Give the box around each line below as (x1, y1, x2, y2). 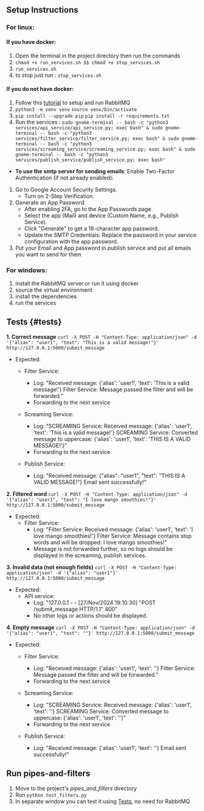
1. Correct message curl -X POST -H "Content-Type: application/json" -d (6, 333, 197, 341)
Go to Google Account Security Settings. (15, 186, 118, 193)
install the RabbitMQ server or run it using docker (15, 280, 139, 287)
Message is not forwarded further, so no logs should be (33, 545, 173, 552)
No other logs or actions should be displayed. (33, 611, 148, 619)
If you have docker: (6, 38, 57, 45)
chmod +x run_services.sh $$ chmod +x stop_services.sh (15, 59, 160, 66)
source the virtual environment (15, 286, 93, 294)
